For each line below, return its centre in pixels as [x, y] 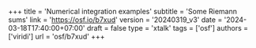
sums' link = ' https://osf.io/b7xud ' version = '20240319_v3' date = [115, 20]
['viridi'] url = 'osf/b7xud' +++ [56, 36]
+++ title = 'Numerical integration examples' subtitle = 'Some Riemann [123, 11]
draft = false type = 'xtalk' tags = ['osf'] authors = [168, 28]
